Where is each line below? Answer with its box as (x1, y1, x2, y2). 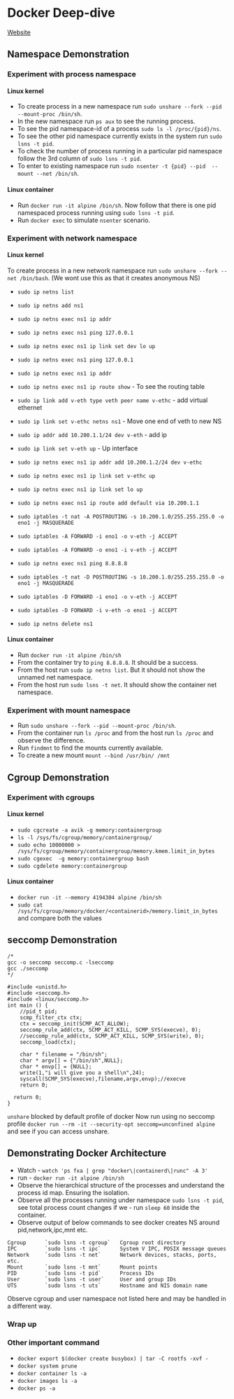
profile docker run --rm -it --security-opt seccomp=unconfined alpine (7, 1119, 215, 1128)
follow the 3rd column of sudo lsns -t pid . (17, 154, 142, 163)
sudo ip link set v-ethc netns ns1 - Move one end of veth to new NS (17, 417, 222, 425)
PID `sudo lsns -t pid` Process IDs (7, 1269, 155, 1276)
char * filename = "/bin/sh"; (20, 1051, 108, 1058)
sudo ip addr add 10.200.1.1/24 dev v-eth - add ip (17, 430, 168, 439)
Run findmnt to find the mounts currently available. (17, 744, 163, 752)
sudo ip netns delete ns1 (17, 620, 93, 628)
